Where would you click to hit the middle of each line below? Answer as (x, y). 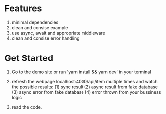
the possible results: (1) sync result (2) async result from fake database (84, 87)
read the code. (27, 107)
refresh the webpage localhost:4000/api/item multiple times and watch (84, 81)
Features (23, 9)
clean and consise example (40, 27)
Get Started (29, 58)
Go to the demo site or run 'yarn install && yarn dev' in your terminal (81, 72)
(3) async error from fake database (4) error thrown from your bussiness (86, 92)
